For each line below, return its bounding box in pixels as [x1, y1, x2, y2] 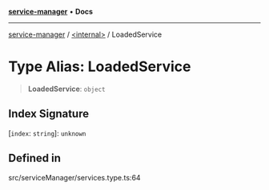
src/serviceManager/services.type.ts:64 [8, 172, 142, 182]
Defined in [8, 152, 62, 165]
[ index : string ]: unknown [8, 128, 86, 138]
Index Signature [8, 107, 90, 121]
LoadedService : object [27, 84, 106, 93]
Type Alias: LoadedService [8, 57, 191, 76]
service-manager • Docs [8, 7, 94, 16]
